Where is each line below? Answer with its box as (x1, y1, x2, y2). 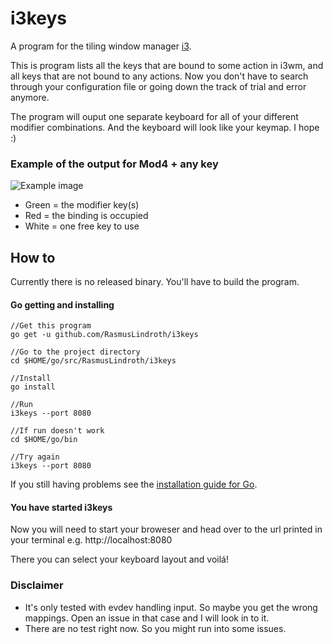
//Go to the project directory (10, 347, 141, 357)
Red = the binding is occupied (24, 210, 149, 222)
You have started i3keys (10, 501, 113, 513)
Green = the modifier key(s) (24, 199, 140, 211)
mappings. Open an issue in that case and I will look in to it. (24, 612, 270, 624)
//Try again (10, 452, 60, 462)
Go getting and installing (10, 298, 115, 311)
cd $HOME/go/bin (10, 435, 78, 445)
